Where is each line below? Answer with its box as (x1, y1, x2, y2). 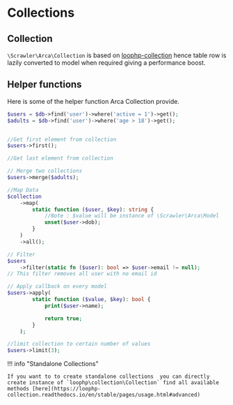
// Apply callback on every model (7, 283, 108, 290)
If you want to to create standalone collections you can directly (7, 373, 210, 381)
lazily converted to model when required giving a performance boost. (7, 59, 206, 67)
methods (7, 385, 30, 392)
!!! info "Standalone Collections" (7, 360, 99, 368)
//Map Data (7, 186, 39, 193)
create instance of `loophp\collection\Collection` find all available (7, 379, 219, 386)
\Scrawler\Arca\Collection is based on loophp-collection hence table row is (7, 51, 227, 59)
